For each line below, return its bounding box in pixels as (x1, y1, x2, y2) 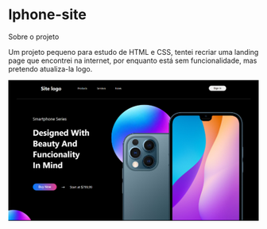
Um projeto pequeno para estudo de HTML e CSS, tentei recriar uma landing (8, 47, 259, 56)
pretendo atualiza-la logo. (8, 64, 93, 73)
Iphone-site (8, 6, 87, 24)
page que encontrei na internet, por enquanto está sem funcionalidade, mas (8, 56, 257, 65)
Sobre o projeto (8, 32, 60, 41)
